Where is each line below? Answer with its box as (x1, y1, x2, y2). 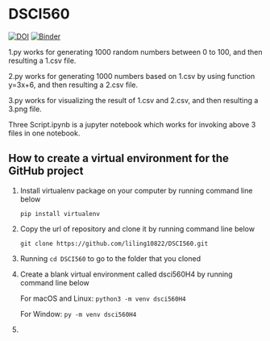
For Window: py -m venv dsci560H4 (19, 309, 137, 318)
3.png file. (8, 104, 42, 114)
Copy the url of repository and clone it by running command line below (19, 223, 255, 234)
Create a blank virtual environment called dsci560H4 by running (19, 269, 233, 279)
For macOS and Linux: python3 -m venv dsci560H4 (19, 293, 186, 303)
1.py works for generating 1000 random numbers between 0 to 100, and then (8, 47, 263, 56)
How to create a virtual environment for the (8, 152, 230, 165)
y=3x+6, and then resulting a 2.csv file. (8, 80, 139, 89)
